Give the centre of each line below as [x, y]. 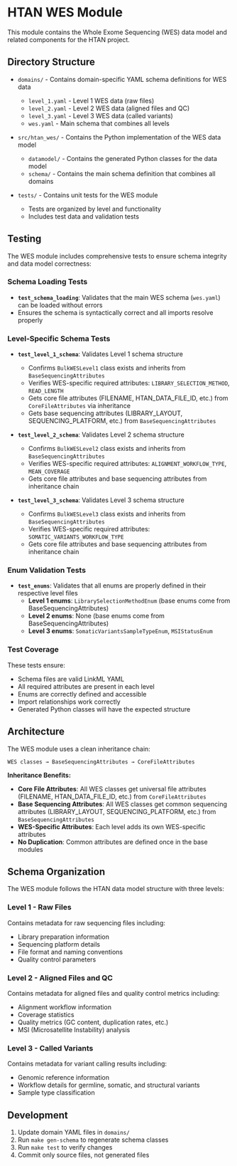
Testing [24, 239]
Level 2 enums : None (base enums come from [97, 616]
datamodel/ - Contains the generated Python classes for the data [123, 158]
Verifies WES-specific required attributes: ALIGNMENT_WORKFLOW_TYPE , [127, 464]
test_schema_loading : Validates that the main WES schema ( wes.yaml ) [119, 297]
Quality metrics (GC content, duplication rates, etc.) [93, 1022]
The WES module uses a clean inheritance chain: [79, 749]
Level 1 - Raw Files [40, 907]
